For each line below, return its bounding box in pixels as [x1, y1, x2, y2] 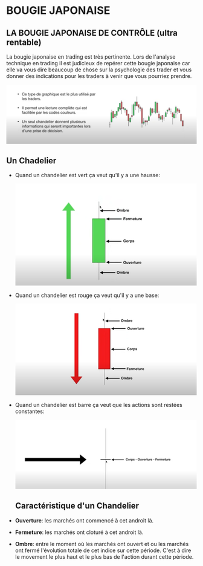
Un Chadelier [6, 155, 57, 166]
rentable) [6, 37, 42, 47]
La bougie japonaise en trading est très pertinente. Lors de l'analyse [6, 53, 176, 60]
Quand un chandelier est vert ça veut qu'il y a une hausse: [14, 172, 160, 179]
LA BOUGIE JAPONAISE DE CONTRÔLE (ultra [6, 28, 178, 38]
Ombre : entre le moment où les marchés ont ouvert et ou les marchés [14, 540, 189, 547]
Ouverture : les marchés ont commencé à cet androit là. [14, 516, 154, 524]
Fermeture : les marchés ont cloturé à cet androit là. [14, 529, 144, 536]
